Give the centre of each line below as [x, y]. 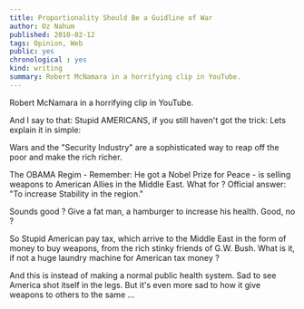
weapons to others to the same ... [72, 295]
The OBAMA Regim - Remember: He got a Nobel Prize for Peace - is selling [150, 174]
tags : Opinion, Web [46, 43]
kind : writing [36, 69]
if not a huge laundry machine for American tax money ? [114, 257]
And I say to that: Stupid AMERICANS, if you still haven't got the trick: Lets [147, 120]
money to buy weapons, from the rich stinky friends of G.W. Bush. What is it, [152, 248]
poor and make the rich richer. [66, 157]
